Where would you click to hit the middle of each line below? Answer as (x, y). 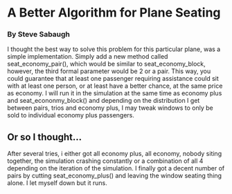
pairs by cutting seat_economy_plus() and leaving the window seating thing (115, 176)
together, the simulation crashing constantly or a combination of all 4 (105, 161)
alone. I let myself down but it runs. (57, 183)
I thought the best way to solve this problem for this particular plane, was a (114, 49)
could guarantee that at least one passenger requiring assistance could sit (113, 79)
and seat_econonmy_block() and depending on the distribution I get (104, 101)
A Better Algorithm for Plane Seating (114, 13)
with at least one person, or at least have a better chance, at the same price (115, 86)
